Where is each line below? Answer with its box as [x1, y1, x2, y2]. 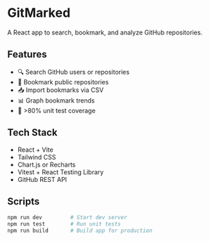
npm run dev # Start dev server [7, 214, 128, 221]
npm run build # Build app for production [7, 227, 153, 235]
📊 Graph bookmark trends [17, 96, 95, 105]
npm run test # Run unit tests [7, 221, 121, 228]
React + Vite [17, 145, 54, 154]
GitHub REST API [17, 175, 68, 183]
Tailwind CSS [17, 152, 56, 161]
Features [7, 48, 47, 60]
